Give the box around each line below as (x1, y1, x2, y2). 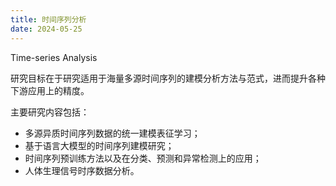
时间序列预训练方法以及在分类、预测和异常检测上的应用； (24, 152, 262, 164)
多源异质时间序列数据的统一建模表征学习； (24, 127, 201, 139)
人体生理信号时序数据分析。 (24, 164, 140, 176)
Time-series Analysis (10, 51, 98, 63)
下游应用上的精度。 (10, 84, 90, 96)
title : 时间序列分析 (10, 14, 87, 25)
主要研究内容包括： (10, 106, 90, 118)
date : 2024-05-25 (10, 24, 83, 34)
